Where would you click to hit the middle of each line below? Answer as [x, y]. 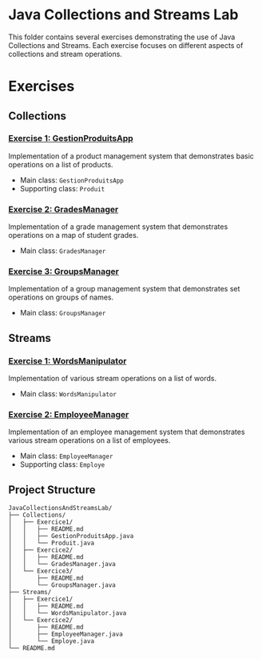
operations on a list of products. [61, 164]
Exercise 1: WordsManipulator [67, 360]
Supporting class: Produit [62, 188]
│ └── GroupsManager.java [62, 585]
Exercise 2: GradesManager [64, 209]
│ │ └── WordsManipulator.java [67, 613]
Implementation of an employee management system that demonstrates [127, 432]
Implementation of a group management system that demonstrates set [124, 289]
